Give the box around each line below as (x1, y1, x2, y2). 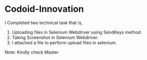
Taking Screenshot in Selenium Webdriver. (11, 34, 98, 40)
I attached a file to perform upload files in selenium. (11, 39, 117, 45)
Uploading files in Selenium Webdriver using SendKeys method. (11, 29, 142, 35)
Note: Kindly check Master (4, 49, 59, 55)
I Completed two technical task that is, (4, 20, 83, 26)
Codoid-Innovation (4, 3, 84, 15)
